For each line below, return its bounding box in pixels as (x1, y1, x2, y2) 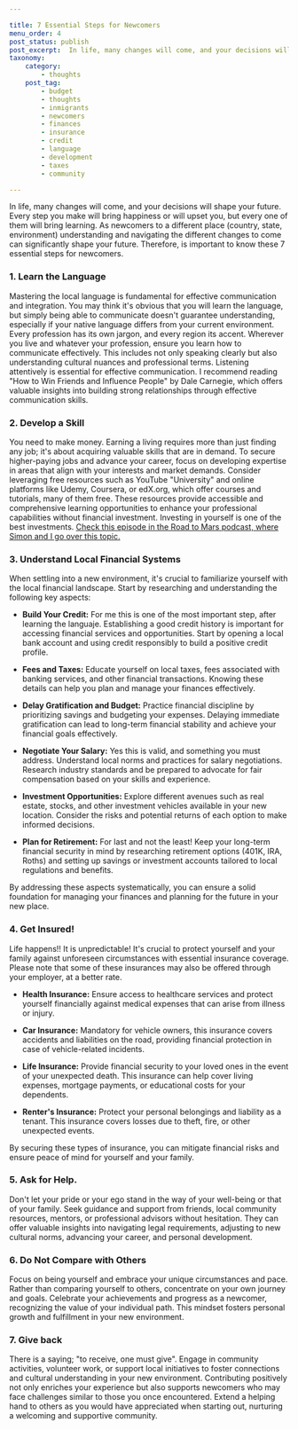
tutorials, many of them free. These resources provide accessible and (9, 493, 263, 504)
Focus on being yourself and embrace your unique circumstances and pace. (9, 1274, 288, 1285)
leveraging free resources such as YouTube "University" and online (9, 474, 255, 484)
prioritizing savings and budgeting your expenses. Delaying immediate (21, 710, 280, 720)
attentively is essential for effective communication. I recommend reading (9, 365, 278, 377)
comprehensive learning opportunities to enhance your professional (9, 502, 257, 513)
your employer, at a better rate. (9, 971, 122, 982)
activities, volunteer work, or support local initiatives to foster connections (9, 1363, 280, 1374)
